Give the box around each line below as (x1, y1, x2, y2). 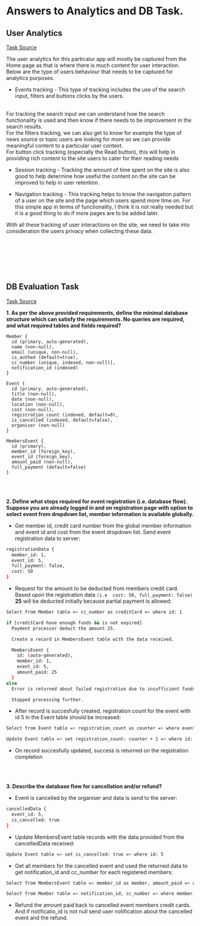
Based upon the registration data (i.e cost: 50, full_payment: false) (14, 591, 193, 599)
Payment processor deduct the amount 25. (11, 625, 116, 631)
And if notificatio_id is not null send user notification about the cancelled (14, 908, 192, 915)
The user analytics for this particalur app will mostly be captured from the (6, 56, 187, 62)
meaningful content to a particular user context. (6, 142, 123, 149)
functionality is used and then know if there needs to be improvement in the (6, 116, 192, 124)
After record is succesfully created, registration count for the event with (14, 707, 191, 715)
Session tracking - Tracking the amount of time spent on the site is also (14, 166, 190, 173)
